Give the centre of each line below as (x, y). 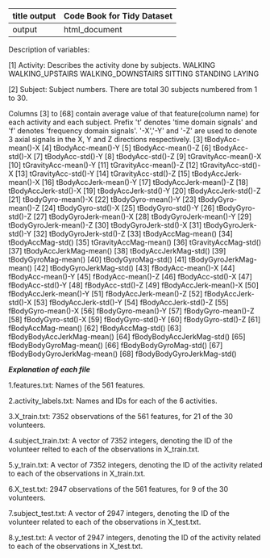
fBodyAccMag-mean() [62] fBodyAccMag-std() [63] (95, 328)
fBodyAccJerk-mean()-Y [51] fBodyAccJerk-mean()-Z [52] (106, 294)
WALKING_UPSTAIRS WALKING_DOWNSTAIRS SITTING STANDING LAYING (134, 73)
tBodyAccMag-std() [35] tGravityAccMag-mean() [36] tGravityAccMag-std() (135, 242)
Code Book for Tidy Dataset (118, 16)
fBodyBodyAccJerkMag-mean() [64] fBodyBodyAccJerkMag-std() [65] (127, 337)
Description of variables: (49, 49)
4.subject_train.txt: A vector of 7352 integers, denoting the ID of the (120, 441)
